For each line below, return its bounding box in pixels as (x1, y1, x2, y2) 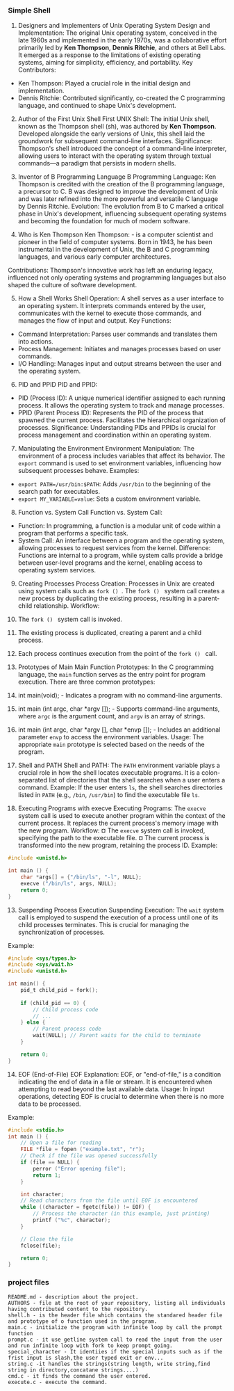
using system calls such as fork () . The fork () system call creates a (17, 587, 225, 595)
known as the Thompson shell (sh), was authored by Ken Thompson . (17, 122, 217, 131)
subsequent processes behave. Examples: (17, 467, 140, 475)
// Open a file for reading (20, 1139, 101, 1146)
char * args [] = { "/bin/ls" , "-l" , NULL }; (20, 874, 142, 881)
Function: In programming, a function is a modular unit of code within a (17, 522, 221, 530)
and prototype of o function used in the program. (8, 1317, 158, 1325)
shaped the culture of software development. (8, 281, 137, 289)
